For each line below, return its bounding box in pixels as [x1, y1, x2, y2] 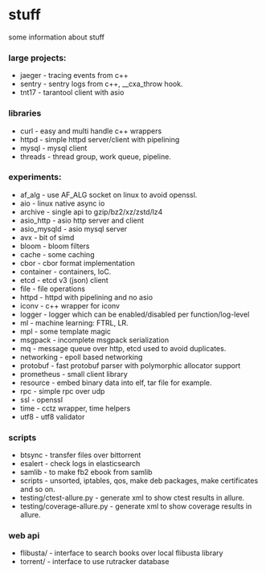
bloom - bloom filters [19, 241, 90, 251]
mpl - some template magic [19, 326, 111, 336]
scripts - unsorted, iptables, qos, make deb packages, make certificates [19, 476, 259, 485]
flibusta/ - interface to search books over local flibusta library [19, 548, 223, 558]
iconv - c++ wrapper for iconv [19, 301, 121, 310]
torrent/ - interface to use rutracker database [19, 557, 170, 567]
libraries [8, 108, 42, 119]
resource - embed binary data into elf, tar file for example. [19, 378, 212, 387]
